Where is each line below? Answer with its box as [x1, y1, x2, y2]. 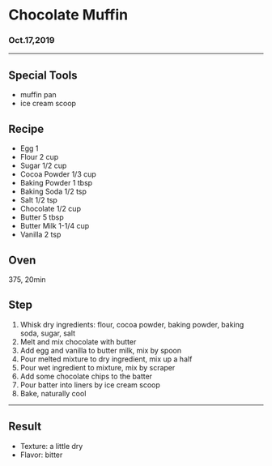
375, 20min [8, 274, 46, 284]
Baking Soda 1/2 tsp [19, 186, 87, 196]
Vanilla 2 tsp [19, 229, 62, 240]
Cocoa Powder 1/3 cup [19, 169, 97, 179]
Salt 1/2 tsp [19, 195, 58, 205]
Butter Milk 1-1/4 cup [19, 221, 90, 231]
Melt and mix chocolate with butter [19, 336, 137, 346]
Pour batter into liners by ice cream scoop [19, 379, 160, 390]
